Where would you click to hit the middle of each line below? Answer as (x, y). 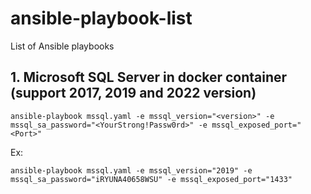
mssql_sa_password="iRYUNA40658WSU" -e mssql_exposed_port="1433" (151, 179)
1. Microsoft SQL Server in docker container (149, 77)
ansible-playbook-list (101, 18)
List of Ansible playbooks (62, 46)
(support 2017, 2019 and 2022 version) (133, 93)
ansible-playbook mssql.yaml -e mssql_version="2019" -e (131, 170)
